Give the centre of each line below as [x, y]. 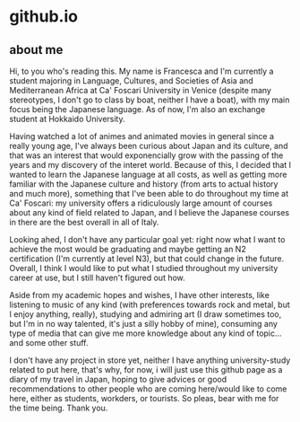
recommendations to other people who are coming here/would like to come [148, 389]
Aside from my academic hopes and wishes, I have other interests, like [140, 295]
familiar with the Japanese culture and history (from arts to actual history [144, 184]
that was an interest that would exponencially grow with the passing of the [146, 155]
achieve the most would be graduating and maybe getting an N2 [128, 249]
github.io [44, 17]
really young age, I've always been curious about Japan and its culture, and [149, 146]
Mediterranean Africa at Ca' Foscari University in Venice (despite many [140, 90]
